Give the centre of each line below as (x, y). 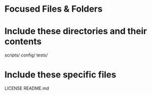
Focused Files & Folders (54, 9)
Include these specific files (60, 75)
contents (23, 42)
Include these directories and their (76, 31)
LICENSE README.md (27, 88)
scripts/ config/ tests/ (26, 55)
